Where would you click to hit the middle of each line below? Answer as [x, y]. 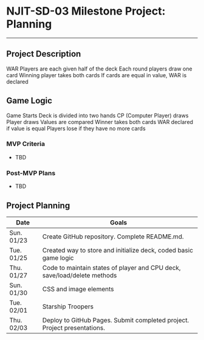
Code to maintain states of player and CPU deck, [111, 268]
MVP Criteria [26, 144]
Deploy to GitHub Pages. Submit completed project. [116, 320]
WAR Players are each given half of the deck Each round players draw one [99, 69]
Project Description [44, 54]
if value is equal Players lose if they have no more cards [76, 128]
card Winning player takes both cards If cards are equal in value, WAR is [97, 75]
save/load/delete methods [80, 275]
